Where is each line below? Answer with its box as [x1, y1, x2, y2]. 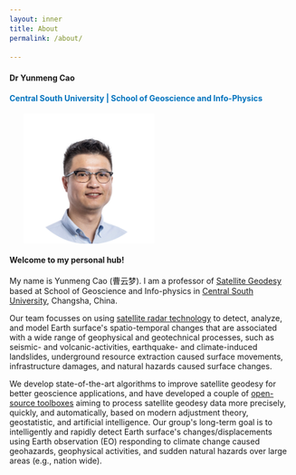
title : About [9, 24, 59, 33]
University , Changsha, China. [9, 295, 118, 307]
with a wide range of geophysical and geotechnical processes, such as [9, 332, 274, 343]
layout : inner [9, 14, 63, 24]
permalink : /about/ [9, 33, 83, 43]
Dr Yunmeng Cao [9, 72, 75, 83]
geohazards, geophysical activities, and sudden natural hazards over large [9, 446, 288, 457]
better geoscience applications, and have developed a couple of [9, 388, 249, 399]
